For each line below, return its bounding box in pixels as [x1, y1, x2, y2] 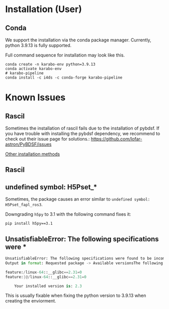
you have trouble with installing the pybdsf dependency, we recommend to [5, 131, 160, 137]
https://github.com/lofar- [91, 136, 142, 142]
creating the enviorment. [5, 298, 56, 304]
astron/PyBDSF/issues [5, 141, 52, 147]
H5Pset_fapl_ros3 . [5, 202, 43, 208]
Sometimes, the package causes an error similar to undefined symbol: [5, 196, 150, 202]
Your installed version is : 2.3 [14, 283, 82, 288]
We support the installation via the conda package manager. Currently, [5, 37, 152, 43]
